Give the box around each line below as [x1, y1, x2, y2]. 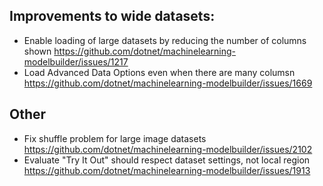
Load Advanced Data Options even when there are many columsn [23, 66, 296, 78]
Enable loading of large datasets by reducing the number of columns [23, 34, 307, 46]
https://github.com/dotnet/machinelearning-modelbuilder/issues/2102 [23, 143, 313, 155]
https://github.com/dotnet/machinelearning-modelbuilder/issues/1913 [23, 164, 311, 176]
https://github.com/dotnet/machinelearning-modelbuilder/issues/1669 [23, 77, 313, 89]
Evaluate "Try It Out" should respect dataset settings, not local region [23, 154, 311, 166]
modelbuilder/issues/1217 [23, 55, 129, 68]
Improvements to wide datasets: [9, 8, 216, 25]
